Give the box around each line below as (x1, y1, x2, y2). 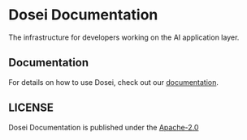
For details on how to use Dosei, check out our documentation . (8, 77, 219, 87)
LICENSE (8, 101, 54, 115)
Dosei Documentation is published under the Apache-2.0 (8, 122, 199, 132)
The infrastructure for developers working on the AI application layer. (8, 32, 240, 42)
